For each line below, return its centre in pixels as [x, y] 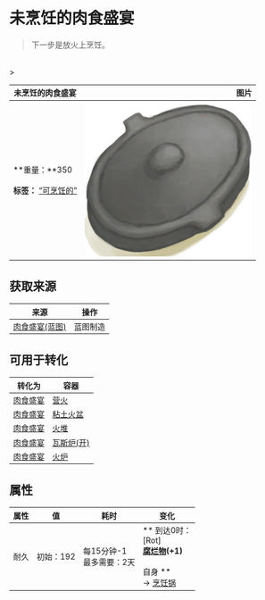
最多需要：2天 [109, 562]
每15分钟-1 [105, 551]
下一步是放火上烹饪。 [70, 45]
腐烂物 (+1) [162, 551]
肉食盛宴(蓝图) [40, 326]
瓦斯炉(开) [71, 442]
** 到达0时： [167, 530]
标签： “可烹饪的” [45, 191]
